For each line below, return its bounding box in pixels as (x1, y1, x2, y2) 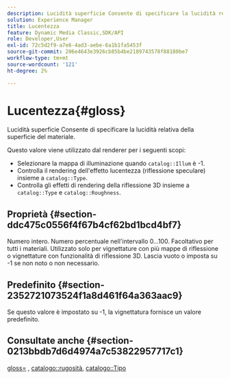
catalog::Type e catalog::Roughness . (16, 188, 121, 197)
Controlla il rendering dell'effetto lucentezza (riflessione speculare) (16, 167, 206, 175)
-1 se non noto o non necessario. (7, 259, 100, 267)
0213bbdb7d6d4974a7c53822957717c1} (7, 345, 183, 357)
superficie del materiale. (7, 133, 75, 141)
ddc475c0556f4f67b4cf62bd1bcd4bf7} (7, 219, 182, 230)
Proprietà (7, 208, 48, 220)
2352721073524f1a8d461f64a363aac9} (7, 289, 183, 302)
